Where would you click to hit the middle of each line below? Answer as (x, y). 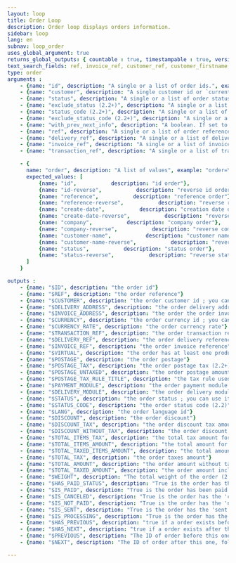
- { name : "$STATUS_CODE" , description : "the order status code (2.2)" (125, 405)
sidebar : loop (28, 33)
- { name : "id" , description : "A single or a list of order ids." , (119, 86)
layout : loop (26, 14)
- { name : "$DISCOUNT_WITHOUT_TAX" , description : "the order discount (124, 432)
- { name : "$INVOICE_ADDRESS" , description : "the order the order (118, 313)
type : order (25, 72)
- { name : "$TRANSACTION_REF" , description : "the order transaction (120, 333)
